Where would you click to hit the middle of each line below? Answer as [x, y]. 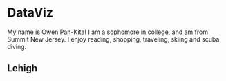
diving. [17, 46]
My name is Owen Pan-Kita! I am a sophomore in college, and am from [108, 32]
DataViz [30, 13]
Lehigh [22, 68]
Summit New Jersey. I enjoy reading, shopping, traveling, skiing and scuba [113, 39]
